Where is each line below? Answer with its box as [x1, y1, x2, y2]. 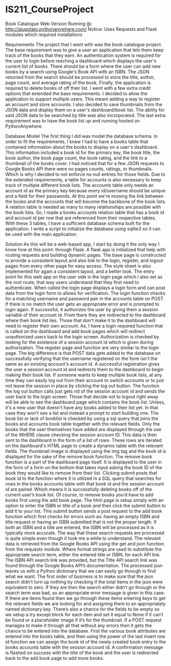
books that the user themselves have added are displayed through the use [5, 426, 162, 432]
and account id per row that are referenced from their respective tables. [5, 214, 157, 221]
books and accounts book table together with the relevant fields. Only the [5, 420, 160, 427]
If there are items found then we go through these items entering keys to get [5, 595, 166, 601]
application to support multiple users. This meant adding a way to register [5, 96, 161, 102]
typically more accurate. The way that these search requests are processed [5, 530, 164, 536]
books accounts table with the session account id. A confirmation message [5, 644, 163, 650]
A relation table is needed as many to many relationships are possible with [5, 204, 161, 210]
